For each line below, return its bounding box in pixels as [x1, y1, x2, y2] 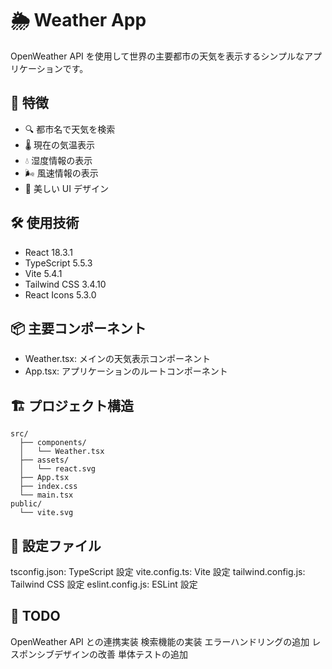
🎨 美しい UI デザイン [24, 182, 109, 194]
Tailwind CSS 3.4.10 [24, 278, 107, 290]
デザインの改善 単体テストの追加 [53, 648, 188, 660]
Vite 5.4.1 [24, 267, 63, 279]
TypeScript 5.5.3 [24, 257, 93, 269]
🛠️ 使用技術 [10, 215, 80, 232]
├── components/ [19, 438, 87, 448]
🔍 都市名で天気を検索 [24, 123, 116, 135]
